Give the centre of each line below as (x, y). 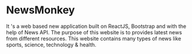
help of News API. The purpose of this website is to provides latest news (94, 32)
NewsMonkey (41, 10)
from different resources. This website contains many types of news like (94, 38)
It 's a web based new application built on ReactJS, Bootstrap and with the (96, 26)
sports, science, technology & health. (51, 45)
